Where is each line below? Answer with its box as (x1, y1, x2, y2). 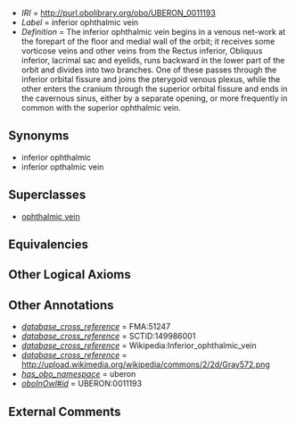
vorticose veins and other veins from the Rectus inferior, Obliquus (21, 46, 263, 56)
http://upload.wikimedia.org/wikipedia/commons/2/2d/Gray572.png (21, 359, 271, 370)
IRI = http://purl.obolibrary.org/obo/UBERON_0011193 (21, 8, 216, 18)
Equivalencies (8, 237, 88, 253)
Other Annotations (8, 297, 114, 312)
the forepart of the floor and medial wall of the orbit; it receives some (21, 36, 275, 46)
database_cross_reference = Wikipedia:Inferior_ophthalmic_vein (21, 340, 258, 351)
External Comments (8, 404, 121, 419)
